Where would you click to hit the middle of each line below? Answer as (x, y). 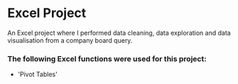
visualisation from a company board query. (70, 40)
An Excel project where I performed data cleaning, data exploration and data (119, 33)
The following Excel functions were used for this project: (107, 58)
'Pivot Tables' (38, 74)
